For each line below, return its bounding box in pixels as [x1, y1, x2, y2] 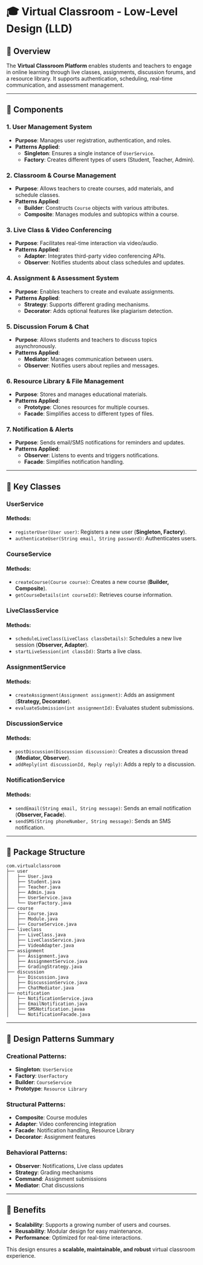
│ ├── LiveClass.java [6, 932, 66, 938]
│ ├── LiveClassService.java [6, 938, 85, 944]
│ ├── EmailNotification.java [6, 1001, 88, 1007]
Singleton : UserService [14, 1065, 73, 1073]
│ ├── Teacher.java [6, 884, 61, 890]
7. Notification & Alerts [6, 425, 74, 434]
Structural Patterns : [6, 1100, 66, 1109]
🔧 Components [6, 104, 63, 115]
